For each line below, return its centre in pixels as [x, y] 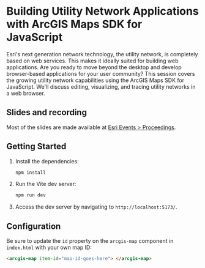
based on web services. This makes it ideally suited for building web [92, 61]
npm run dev [30, 195]
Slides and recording [47, 112]
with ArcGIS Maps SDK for [74, 24]
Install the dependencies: [47, 161]
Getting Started [36, 147]
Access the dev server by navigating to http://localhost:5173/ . [96, 207]
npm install [30, 173]
